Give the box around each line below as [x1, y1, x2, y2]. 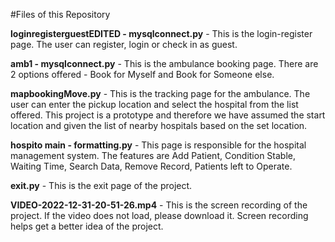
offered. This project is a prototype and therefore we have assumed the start [10, 109, 326, 121]
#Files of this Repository [10, 9, 111, 20]
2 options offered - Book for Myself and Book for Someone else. [10, 69, 275, 80]
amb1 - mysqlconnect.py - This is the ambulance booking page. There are [10, 58, 319, 69]
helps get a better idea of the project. [10, 220, 164, 232]
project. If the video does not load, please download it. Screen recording [10, 210, 309, 221]
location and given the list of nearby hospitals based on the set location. [10, 120, 308, 131]
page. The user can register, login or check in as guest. [10, 39, 238, 50]
